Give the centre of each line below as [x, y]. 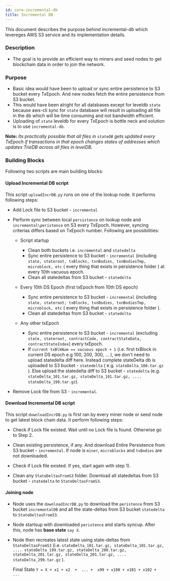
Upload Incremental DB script [37, 183]
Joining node [20, 492]
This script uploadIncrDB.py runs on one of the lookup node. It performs [80, 195]
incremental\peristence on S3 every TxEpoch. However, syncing [80, 225]
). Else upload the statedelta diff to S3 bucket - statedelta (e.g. [94, 371]
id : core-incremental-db [31, 10]
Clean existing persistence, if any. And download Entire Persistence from [89, 445]
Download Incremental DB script [40, 403]
